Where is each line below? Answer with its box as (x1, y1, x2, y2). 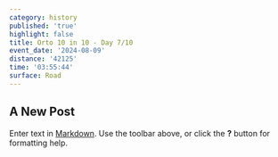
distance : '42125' (9, 54, 78, 63)
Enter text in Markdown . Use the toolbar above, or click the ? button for (9, 128, 270, 138)
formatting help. (9, 137, 69, 148)
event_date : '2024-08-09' (9, 46, 105, 55)
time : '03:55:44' (9, 63, 74, 72)
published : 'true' (9, 21, 78, 30)
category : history (9, 12, 78, 22)
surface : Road (9, 71, 62, 80)
